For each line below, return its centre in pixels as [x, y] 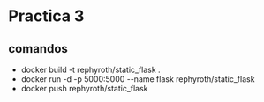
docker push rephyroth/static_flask [84, 88]
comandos [38, 49]
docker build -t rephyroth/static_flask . [91, 69]
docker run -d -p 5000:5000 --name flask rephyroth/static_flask [138, 79]
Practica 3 [46, 16]
